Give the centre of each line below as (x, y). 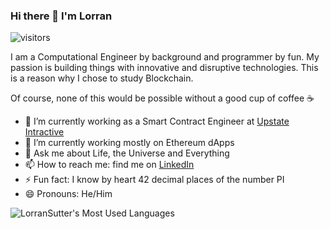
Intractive (44, 132)
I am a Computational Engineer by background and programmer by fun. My (165, 57)
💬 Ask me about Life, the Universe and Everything (127, 153)
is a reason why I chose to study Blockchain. (102, 78)
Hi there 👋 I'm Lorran (61, 16)
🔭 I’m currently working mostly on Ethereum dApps (129, 143)
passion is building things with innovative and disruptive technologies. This (164, 68)
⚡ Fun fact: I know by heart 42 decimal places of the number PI (154, 180)
